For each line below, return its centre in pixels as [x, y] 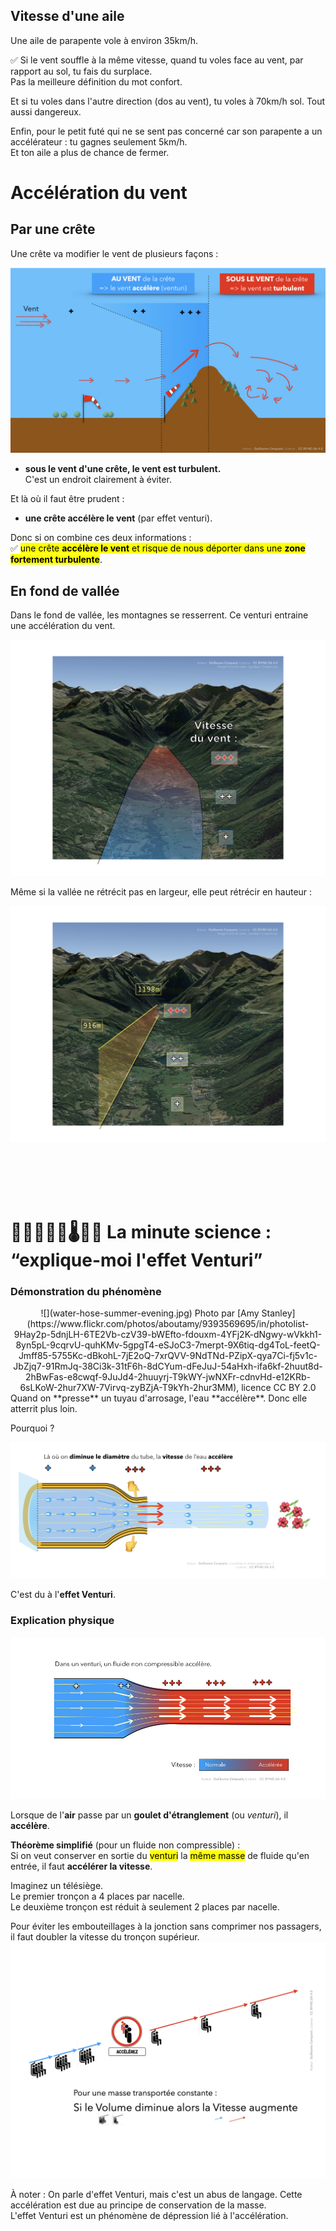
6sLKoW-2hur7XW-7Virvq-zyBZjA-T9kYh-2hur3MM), [129, 1388]
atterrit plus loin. [44, 1409]
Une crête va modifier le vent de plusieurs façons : [114, 253]
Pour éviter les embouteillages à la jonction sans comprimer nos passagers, [166, 1926]
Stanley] [278, 1313]
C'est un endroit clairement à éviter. [98, 480]
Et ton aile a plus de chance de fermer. [90, 152]
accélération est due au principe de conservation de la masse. [138, 2205]
